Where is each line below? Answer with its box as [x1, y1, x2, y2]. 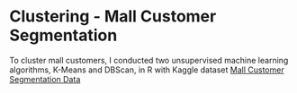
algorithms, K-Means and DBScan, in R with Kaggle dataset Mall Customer [9, 64, 285, 75]
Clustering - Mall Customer [9, 6, 217, 27]
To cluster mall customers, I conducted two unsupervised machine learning [9, 55, 289, 65]
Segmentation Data [9, 73, 81, 84]
